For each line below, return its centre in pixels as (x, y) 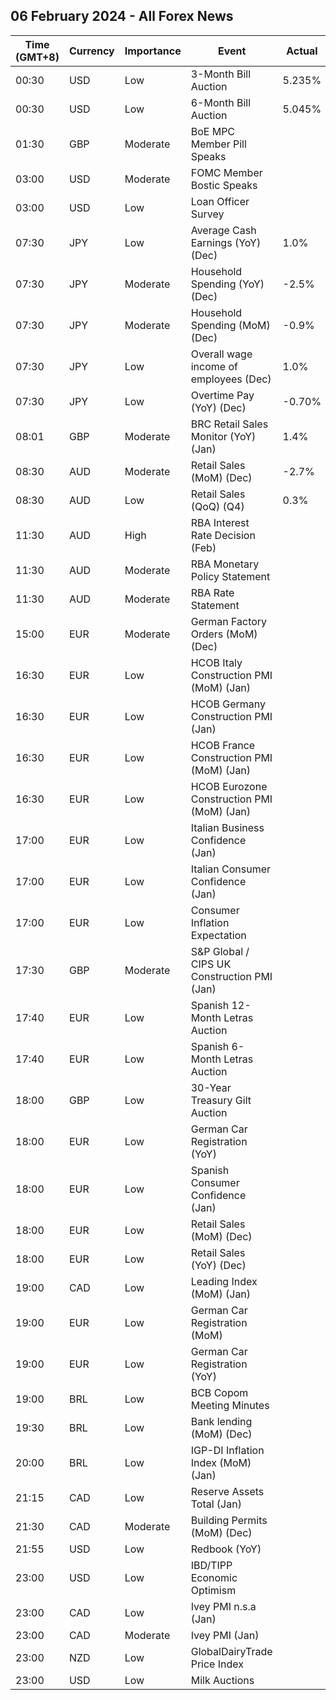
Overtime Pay (222, 395)
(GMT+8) (37, 57)
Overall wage (221, 354)
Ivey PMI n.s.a (223, 1606)
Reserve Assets (227, 1491)
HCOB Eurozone (229, 786)
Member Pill (218, 144)
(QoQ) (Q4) (217, 506)
